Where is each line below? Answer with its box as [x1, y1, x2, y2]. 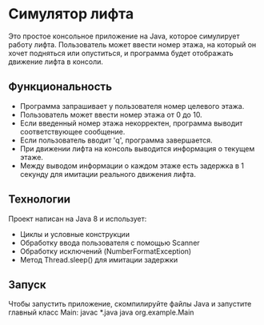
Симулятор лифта [8, 5, 134, 23]
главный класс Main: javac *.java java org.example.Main [8, 307, 194, 317]
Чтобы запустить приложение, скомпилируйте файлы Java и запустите [8, 299, 252, 309]
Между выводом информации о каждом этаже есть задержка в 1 [19, 161, 244, 171]
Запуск [8, 278, 46, 291]
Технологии [8, 193, 70, 207]
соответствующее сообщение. [19, 126, 126, 136]
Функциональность [8, 80, 113, 94]
